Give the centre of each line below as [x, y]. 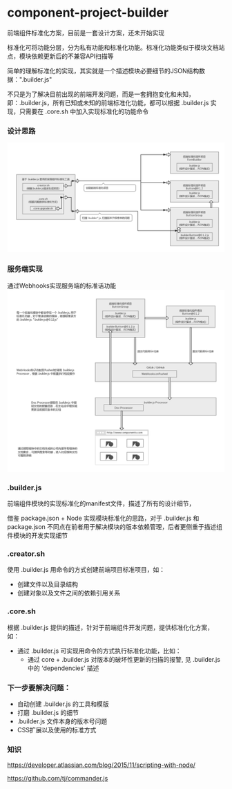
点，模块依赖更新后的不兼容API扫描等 [60, 56]
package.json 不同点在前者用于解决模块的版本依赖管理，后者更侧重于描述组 [115, 527]
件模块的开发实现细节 [37, 536]
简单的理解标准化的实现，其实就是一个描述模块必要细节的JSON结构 [103, 71]
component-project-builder [88, 13]
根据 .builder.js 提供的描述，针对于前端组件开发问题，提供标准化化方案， [110, 627]
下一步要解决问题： [39, 687]
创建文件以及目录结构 [47, 584]
